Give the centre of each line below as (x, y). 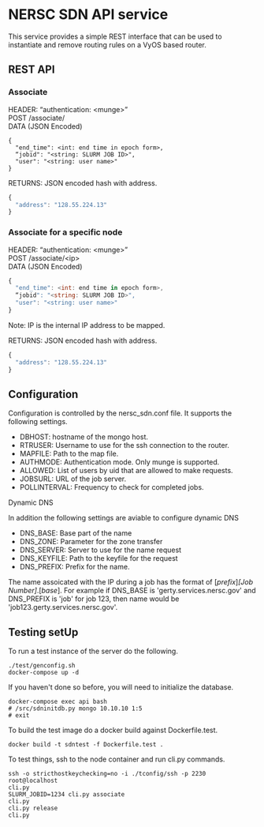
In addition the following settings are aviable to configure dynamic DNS (123, 518)
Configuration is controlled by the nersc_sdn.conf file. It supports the (120, 413)
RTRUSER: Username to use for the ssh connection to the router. (125, 445)
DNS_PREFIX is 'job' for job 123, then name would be (94, 599)
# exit (19, 716)
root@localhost (33, 781)
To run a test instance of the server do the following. (93, 651)
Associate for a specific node (65, 232)
